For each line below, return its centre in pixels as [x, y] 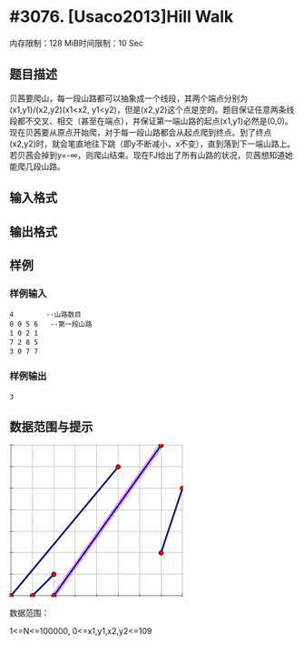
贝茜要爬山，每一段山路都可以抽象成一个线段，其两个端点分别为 [128, 98]
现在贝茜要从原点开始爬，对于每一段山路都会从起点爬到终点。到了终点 [141, 132]
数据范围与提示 [51, 426]
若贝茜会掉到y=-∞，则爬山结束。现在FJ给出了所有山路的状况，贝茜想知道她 [151, 155]
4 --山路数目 [45, 315]
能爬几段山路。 [37, 166]
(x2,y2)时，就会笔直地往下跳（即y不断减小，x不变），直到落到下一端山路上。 [152, 144]
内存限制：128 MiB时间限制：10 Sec [76, 43]
